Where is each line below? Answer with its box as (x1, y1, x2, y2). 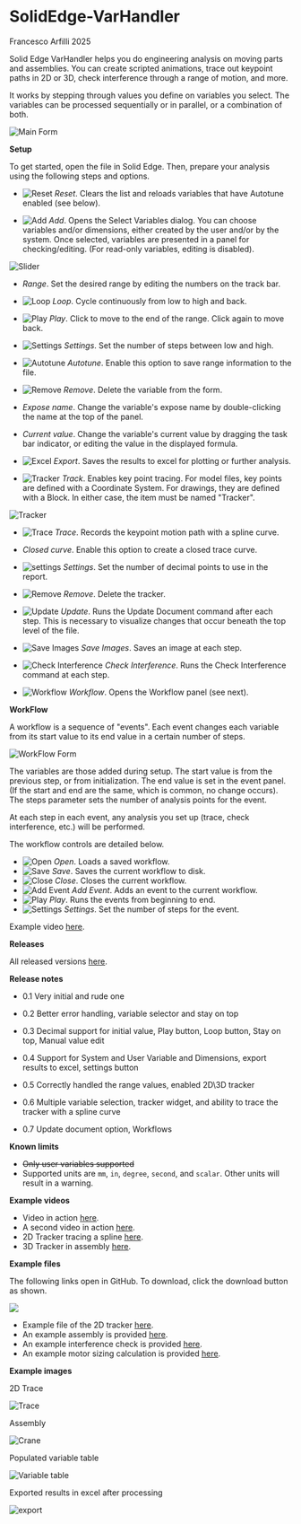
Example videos (9, 1195, 70, 1205)
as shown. (9, 1285, 47, 1296)
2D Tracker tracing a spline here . (21, 1231, 143, 1242)
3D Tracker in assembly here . (21, 1240, 132, 1251)
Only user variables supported (21, 1158, 134, 1169)
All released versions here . (9, 956, 107, 967)
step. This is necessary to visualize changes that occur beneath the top (21, 615, 287, 626)
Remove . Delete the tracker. (63, 588, 166, 599)
